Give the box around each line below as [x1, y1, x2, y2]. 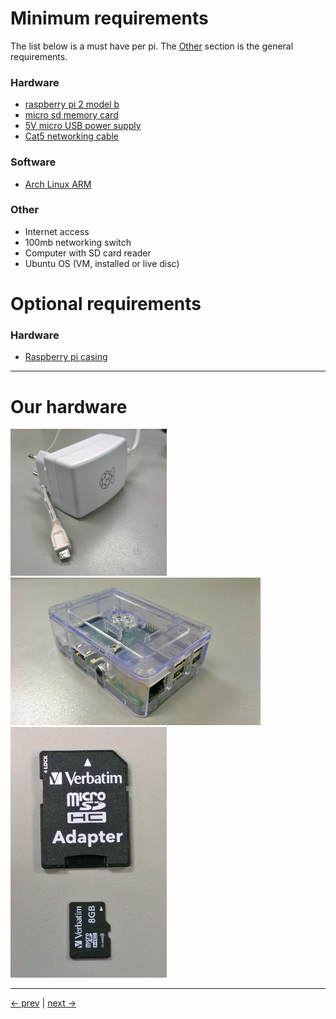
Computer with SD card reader [24, 247, 152, 259]
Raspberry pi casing [24, 351, 108, 363]
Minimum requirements [10, 7, 209, 30]
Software [10, 155, 57, 169]
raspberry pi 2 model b [24, 98, 120, 111]
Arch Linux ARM [24, 178, 92, 190]
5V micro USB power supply [24, 120, 142, 132]
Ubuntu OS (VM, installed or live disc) [24, 257, 180, 269]
